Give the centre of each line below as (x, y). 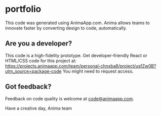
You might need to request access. (98, 71)
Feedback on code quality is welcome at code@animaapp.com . (70, 98)
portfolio (23, 9)
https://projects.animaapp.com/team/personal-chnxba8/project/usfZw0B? (81, 66)
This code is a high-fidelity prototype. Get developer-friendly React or (76, 55)
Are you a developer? (39, 44)
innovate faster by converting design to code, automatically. (66, 28)
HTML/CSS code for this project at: (41, 61)
